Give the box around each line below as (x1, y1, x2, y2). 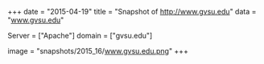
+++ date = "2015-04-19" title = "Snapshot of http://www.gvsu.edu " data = (7, 7, 257, 16)
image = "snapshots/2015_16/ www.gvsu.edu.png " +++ (7, 46, 188, 55)
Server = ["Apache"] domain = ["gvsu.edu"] (7, 31, 153, 40)
